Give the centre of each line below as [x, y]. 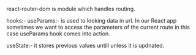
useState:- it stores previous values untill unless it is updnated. [85, 46]
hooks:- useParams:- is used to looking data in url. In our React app [92, 20]
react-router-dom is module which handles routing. [71, 9]
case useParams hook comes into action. [58, 34]
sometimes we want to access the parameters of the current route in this [98, 27]
